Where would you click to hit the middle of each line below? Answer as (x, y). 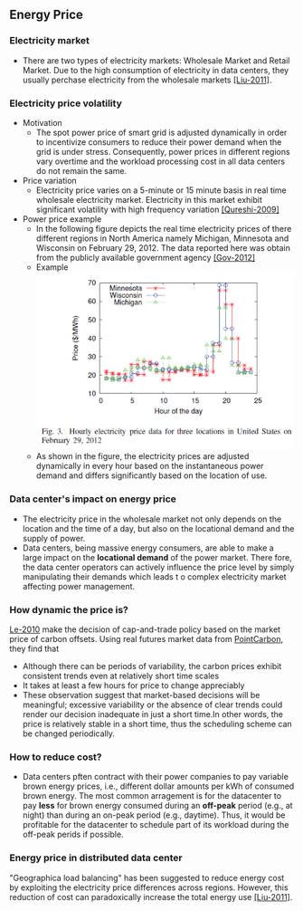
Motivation (43, 122)
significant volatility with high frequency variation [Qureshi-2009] (158, 209)
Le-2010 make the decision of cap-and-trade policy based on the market (145, 629)
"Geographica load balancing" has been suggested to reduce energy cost (147, 877)
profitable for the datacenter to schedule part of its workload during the (156, 825)
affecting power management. (79, 586)
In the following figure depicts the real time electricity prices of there (164, 228)
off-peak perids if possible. (73, 834)
